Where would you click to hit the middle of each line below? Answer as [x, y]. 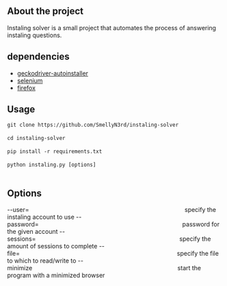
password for [201, 224]
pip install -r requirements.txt [55, 152]
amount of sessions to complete [52, 246]
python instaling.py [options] [52, 165]
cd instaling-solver [37, 139]
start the [189, 268]
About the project [45, 11]
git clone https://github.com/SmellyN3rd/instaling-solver [93, 125]
